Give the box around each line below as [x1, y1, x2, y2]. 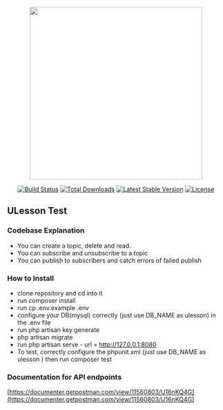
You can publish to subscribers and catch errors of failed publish [17, 256, 202, 264]
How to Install [7, 273, 54, 283]
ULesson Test [7, 205, 68, 217]
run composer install [17, 296, 76, 304]
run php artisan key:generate [17, 325, 100, 334]
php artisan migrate [17, 333, 73, 341]
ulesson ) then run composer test [17, 355, 112, 363]
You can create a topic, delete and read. [17, 242, 131, 250]
